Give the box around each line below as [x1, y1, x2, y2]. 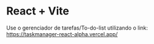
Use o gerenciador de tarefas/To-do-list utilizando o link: [6, 24, 149, 31]
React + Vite [6, 4, 70, 18]
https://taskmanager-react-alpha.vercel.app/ [6, 30, 118, 37]
